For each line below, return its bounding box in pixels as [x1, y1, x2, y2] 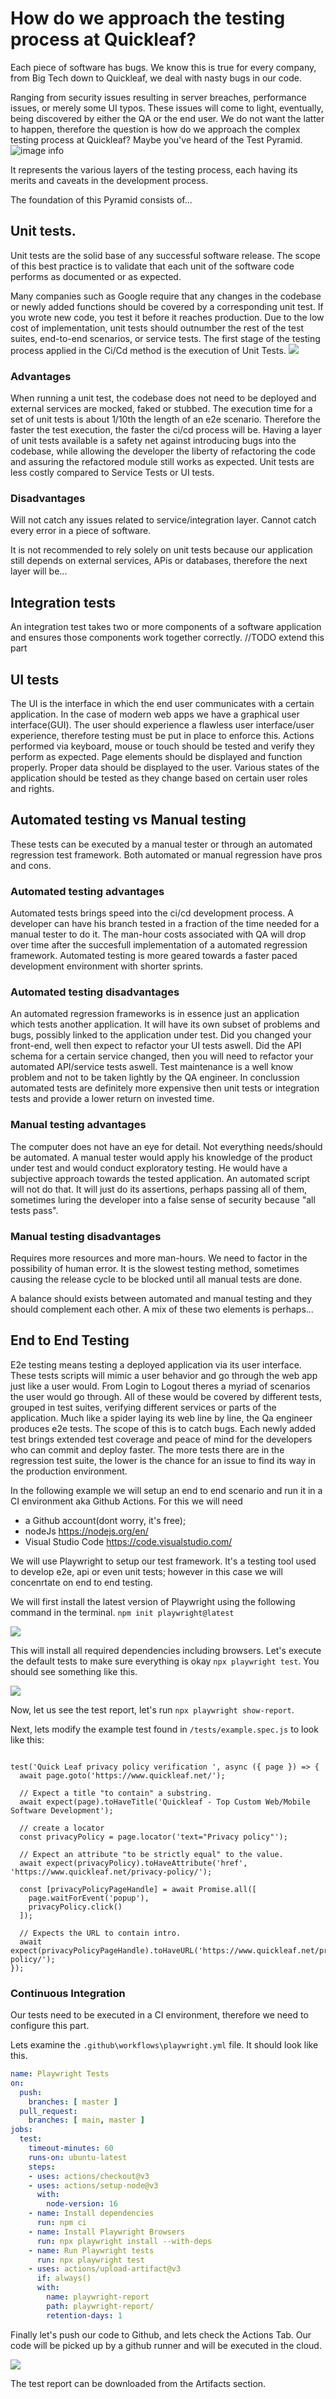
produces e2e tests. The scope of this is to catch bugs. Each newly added [10, 1422, 316, 1434]
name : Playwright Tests [10, 2069, 110, 2079]
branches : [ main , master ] [28, 2115, 145, 2126]
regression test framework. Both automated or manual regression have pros [10, 848, 323, 861]
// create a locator [19, 1823, 105, 1833]
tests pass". [10, 1204, 59, 1216]
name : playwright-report [46, 2292, 150, 2302]
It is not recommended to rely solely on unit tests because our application [10, 544, 313, 556]
